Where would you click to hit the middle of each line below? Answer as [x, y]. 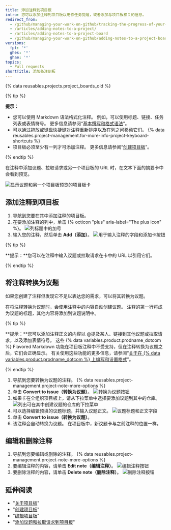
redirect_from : [21, 19]
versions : [16, 43]
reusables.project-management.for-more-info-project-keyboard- [81, 136]
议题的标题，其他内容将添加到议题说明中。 [54, 313]
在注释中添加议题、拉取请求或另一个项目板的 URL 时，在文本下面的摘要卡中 [84, 168]
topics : [13, 62]
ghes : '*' [20, 52]
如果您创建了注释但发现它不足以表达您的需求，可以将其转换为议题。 [77, 296]
